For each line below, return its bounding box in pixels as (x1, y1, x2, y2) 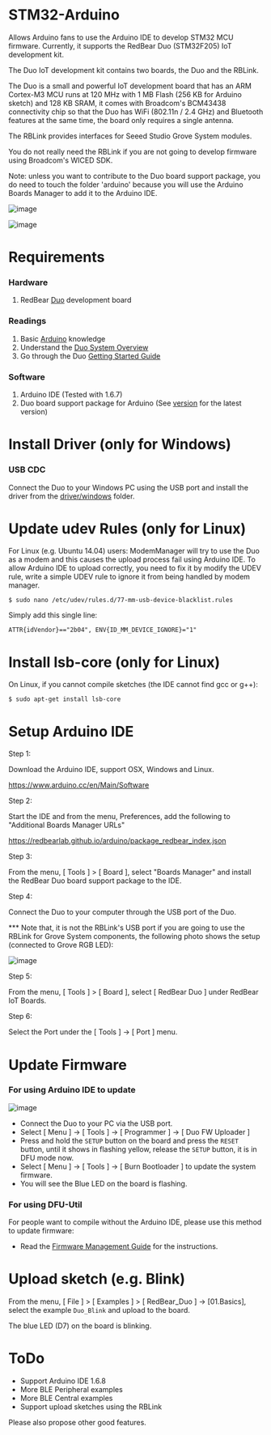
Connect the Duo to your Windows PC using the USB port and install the (8, 482, 249, 492)
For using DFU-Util (8, 1199, 83, 1210)
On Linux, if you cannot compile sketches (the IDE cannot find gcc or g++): (8, 680, 259, 690)
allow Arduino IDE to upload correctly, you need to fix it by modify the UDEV (8, 563, 261, 573)
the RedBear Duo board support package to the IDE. (8, 876, 182, 885)
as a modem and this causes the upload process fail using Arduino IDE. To (8, 554, 256, 564)
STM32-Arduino (8, 6, 120, 24)
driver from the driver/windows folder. (8, 491, 135, 501)
